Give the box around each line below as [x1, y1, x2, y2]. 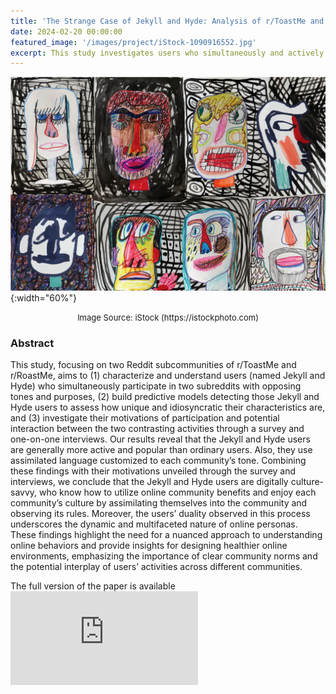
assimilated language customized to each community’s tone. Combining [10, 455, 307, 467]
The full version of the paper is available [10, 580, 176, 592]
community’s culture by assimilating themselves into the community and [10, 497, 308, 509]
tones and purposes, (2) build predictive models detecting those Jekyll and [10, 391, 320, 403]
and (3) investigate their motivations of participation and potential [10, 412, 280, 424]
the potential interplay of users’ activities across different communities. [10, 561, 303, 573]
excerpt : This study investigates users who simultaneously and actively [10, 48, 325, 58]
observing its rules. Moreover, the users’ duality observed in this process [10, 508, 311, 520]
